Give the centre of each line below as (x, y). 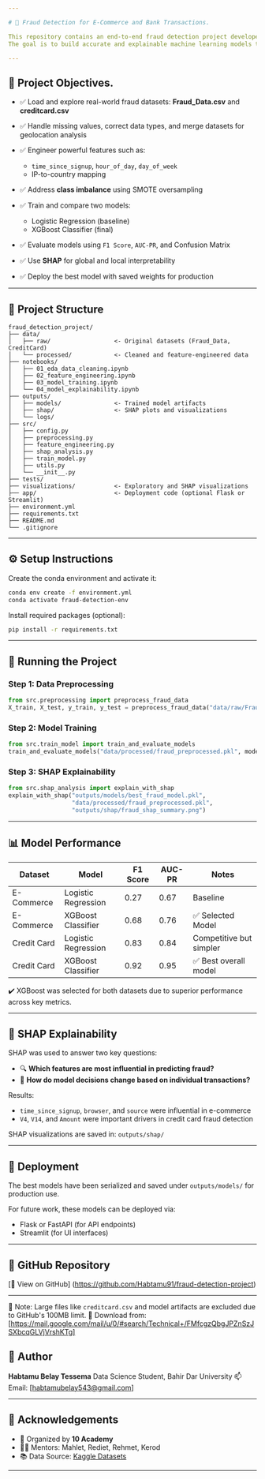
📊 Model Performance (65, 843)
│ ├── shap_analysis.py (50, 451)
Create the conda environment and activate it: (83, 578)
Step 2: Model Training (52, 728)
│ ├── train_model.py (47, 459)
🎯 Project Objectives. (61, 82)
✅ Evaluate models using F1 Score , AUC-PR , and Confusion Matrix (125, 245)
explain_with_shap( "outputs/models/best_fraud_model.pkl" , (107, 796)
